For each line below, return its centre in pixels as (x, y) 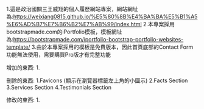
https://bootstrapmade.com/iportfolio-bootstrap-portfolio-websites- (98, 39)
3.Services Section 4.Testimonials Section (59, 87)
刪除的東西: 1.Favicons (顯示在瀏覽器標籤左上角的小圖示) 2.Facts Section (97, 80)
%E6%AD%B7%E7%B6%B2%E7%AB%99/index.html (74, 24)
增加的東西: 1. (23, 68)
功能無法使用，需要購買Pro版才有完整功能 (59, 54)
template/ (18, 47)
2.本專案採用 (159, 24)
